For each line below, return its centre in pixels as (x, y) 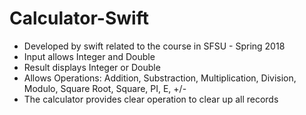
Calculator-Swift (79, 18)
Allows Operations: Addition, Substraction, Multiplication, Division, (160, 78)
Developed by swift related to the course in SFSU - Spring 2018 (154, 46)
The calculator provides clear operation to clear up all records (151, 99)
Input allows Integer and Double (89, 56)
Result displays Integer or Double (92, 67)
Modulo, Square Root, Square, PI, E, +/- (105, 88)
